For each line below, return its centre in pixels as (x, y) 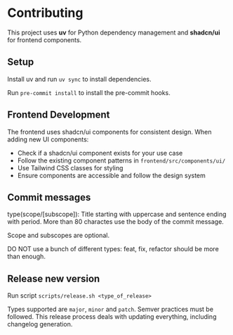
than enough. (26, 257)
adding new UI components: (48, 139)
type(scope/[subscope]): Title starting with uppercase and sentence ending (117, 214)
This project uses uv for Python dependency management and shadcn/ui (114, 32)
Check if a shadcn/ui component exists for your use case (100, 153)
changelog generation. (40, 324)
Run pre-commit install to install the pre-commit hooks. (89, 92)
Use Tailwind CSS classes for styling (70, 167)
